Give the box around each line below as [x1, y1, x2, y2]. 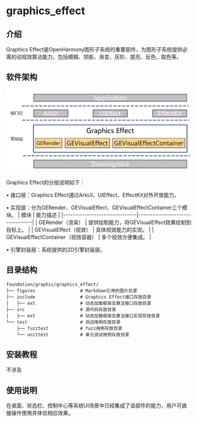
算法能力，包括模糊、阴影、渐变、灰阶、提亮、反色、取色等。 [31, 53, 182, 60]
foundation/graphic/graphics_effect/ [6, 282, 99, 288]
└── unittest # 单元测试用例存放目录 [17, 332, 130, 338]
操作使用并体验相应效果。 [11, 410, 74, 417]
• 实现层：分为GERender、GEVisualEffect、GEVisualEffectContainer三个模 [6, 204, 188, 211]
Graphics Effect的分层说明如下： [6, 178, 86, 186]
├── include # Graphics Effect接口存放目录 [6, 294, 152, 300]
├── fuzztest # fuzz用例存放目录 [17, 326, 123, 332]
